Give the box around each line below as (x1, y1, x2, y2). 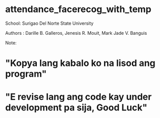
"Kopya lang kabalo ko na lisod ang (5, 57, 155, 69)
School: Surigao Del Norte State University (5, 20, 94, 26)
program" (5, 68, 47, 80)
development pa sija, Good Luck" (5, 102, 147, 113)
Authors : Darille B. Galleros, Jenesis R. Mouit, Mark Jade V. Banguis (5, 30, 147, 36)
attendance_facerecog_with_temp (5, 4, 151, 15)
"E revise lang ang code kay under (5, 91, 152, 103)
